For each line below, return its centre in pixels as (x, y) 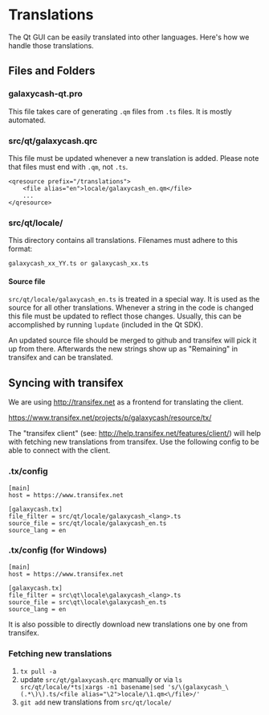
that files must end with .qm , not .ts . (68, 166)
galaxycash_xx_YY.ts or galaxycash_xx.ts (79, 264)
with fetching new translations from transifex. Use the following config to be (134, 442)
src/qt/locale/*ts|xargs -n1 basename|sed (92, 688)
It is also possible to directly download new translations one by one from (128, 624)
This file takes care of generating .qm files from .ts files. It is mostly (120, 111)
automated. (27, 120)
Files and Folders (52, 71)
